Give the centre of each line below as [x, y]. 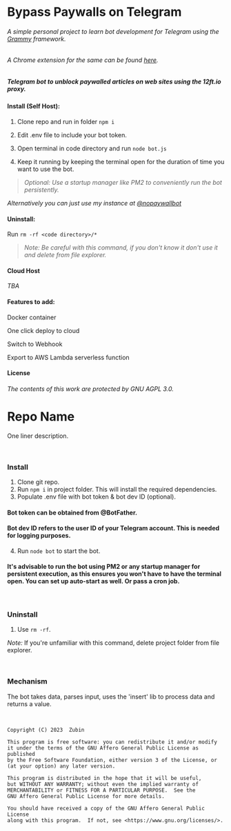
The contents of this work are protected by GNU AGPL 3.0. [91, 389]
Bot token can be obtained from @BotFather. [72, 512]
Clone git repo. [38, 482]
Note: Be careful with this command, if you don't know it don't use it [121, 248]
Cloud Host [23, 270]
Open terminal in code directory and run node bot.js [92, 148]
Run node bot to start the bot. [59, 551]
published [21, 754]
